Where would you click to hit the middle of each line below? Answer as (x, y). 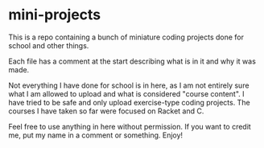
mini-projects (55, 15)
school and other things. (49, 45)
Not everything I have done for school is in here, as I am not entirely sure (129, 85)
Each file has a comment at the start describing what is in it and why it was (132, 61)
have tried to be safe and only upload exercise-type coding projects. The (130, 102)
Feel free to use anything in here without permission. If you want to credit (130, 126)
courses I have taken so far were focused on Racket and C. (106, 111)
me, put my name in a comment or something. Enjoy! (96, 135)
